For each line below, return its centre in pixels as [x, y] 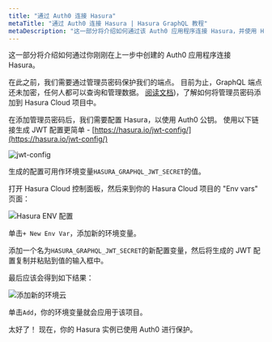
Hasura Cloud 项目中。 [62, 103]
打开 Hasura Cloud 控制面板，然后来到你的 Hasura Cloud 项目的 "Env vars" [134, 189]
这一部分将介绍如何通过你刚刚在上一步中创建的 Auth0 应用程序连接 [120, 55]
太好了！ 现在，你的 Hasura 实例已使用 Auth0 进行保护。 [103, 330]
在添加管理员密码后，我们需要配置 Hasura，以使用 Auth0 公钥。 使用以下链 [134, 120]
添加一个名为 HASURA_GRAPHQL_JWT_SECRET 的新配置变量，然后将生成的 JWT [130, 250]
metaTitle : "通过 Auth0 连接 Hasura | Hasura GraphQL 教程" [108, 24]
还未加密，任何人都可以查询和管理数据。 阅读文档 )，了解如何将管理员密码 [132, 92]
